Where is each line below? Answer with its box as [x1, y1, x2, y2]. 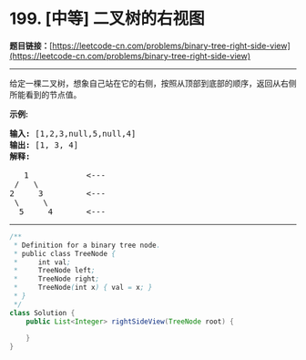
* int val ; [13, 257, 71, 267]
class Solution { [9, 308, 76, 317]
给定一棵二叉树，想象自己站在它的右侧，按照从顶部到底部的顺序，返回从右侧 [9, 77, 297, 88]
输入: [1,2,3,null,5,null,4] [9, 129, 137, 139]
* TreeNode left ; [13, 266, 96, 275]
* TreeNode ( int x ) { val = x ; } [13, 283, 153, 293]
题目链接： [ [9, 40, 53, 51]
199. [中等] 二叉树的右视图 [9, 8, 205, 29]
